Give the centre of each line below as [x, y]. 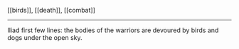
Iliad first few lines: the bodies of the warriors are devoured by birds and [113, 30]
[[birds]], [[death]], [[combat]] [52, 10]
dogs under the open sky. [45, 37]
